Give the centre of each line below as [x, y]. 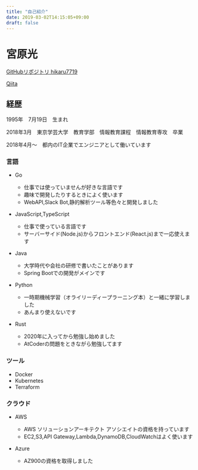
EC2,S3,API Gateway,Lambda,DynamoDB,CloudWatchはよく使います [108, 437]
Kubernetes [29, 381]
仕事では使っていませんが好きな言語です [73, 187]
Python [24, 285]
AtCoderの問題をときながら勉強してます [73, 344]
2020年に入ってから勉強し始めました [69, 336]
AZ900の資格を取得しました [58, 461]
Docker [24, 374]
